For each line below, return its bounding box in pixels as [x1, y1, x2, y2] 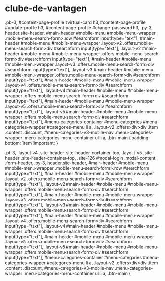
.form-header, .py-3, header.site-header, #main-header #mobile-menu [5, 160, 149, 166]
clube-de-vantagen [5, 3, 87, 14]
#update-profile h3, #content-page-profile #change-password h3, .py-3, [5, 24, 153, 30]
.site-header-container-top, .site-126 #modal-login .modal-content [20, 155, 156, 161]
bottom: [5, 140, 21, 146]
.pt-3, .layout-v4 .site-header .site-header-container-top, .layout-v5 [5, 149, 142, 156]
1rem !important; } [22, 140, 58, 146]
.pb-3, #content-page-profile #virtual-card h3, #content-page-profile [5, 19, 146, 25]
